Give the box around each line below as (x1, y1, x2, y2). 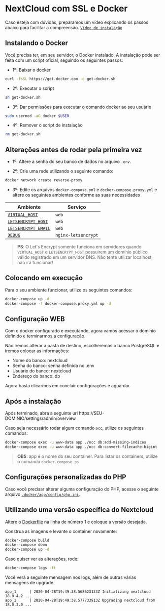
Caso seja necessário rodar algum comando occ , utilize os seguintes (5, 425, 144, 431)
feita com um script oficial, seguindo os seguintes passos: (5, 57, 123, 63)
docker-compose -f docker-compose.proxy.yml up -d (5, 301, 111, 306)
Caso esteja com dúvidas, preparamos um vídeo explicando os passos (5, 19, 149, 25)
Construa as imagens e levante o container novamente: (5, 528, 117, 534)
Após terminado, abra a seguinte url (5, 410, 78, 416)
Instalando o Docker (5, 39, 68, 47)
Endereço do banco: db (12, 373, 61, 379)
